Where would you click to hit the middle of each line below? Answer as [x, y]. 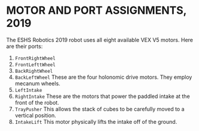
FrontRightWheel [35, 58]
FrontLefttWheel [35, 65]
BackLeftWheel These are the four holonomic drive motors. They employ [103, 77]
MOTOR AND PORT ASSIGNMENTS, [97, 11]
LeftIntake [28, 90]
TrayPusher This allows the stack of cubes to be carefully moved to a [99, 109]
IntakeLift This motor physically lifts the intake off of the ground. [96, 121]
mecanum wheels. [37, 83]
